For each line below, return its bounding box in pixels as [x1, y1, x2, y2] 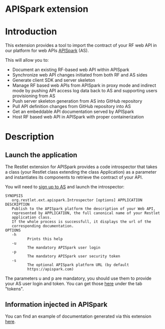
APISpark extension [5, 3, 88, 15]
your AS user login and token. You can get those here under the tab [5, 281, 142, 287]
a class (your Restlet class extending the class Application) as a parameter [5, 169, 157, 175]
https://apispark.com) [27, 267, 74, 272]
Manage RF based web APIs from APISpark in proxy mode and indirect [12, 82, 157, 88]
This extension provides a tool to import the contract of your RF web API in [5, 42, 157, 48]
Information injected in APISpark [5, 300, 108, 309]
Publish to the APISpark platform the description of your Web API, [11, 206, 156, 212]
